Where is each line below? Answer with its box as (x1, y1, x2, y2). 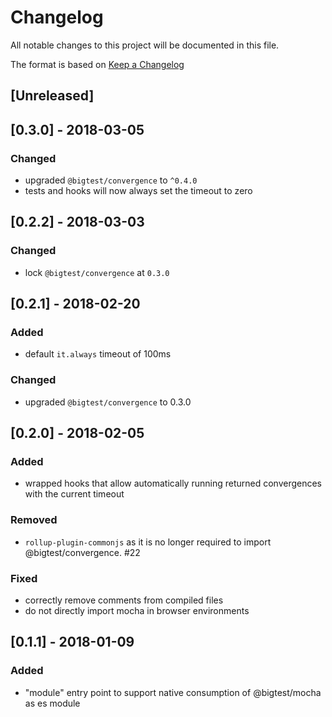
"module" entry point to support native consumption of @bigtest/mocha (24, 686, 322, 698)
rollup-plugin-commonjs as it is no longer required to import (24, 536, 272, 548)
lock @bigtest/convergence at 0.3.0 (24, 266, 170, 278)
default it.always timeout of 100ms (24, 348, 172, 360)
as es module (24, 697, 81, 709)
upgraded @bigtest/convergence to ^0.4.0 (24, 174, 198, 186)
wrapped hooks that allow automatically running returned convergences (24, 477, 323, 490)
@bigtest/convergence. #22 (24, 546, 141, 558)
